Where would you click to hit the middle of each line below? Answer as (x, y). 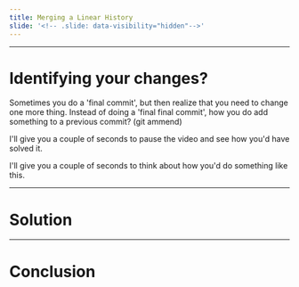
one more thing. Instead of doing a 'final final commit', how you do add (139, 112)
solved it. (26, 149)
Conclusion (53, 271)
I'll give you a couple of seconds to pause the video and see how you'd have (149, 139)
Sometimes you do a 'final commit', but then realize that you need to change (149, 102)
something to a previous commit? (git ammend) (96, 122)
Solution (41, 220)
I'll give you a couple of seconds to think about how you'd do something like (149, 166)
